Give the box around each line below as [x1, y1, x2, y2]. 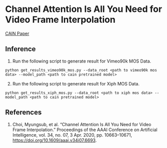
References [5, 108, 42, 117]
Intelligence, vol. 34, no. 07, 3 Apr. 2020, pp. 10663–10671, [12, 132, 132, 138]
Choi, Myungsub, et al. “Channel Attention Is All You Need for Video [12, 121, 152, 127]
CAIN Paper [5, 30, 29, 36]
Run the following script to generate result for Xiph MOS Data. [12, 80, 140, 86]
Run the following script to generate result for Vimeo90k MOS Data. [12, 58, 152, 64]
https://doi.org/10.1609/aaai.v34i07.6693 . [12, 137, 97, 143]
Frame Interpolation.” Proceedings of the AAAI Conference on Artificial [12, 127, 158, 133]
